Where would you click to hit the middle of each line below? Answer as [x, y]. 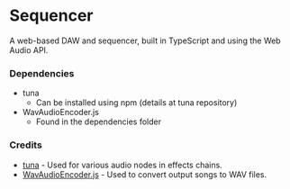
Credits [26, 145]
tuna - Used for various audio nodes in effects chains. [122, 165]
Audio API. [29, 49]
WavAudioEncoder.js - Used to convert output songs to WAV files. [145, 174]
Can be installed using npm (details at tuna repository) [136, 103]
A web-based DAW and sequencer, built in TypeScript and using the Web [145, 40]
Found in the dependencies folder [99, 121]
